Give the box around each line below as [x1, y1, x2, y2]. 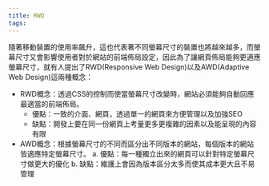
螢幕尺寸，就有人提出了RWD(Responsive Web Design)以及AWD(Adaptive [8, 61, 250, 72]
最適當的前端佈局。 [19, 99, 84, 109]
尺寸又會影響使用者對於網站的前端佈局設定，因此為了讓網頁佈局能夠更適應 [14, 52, 261, 61]
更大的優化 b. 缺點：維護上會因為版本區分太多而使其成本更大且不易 [34, 159, 255, 168]
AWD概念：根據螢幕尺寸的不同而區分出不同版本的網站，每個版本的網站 [19, 139, 255, 148]
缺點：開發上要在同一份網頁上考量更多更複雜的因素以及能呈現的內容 [31, 119, 257, 129]
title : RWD [8, 11, 45, 20]
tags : [8, 19, 26, 27]
